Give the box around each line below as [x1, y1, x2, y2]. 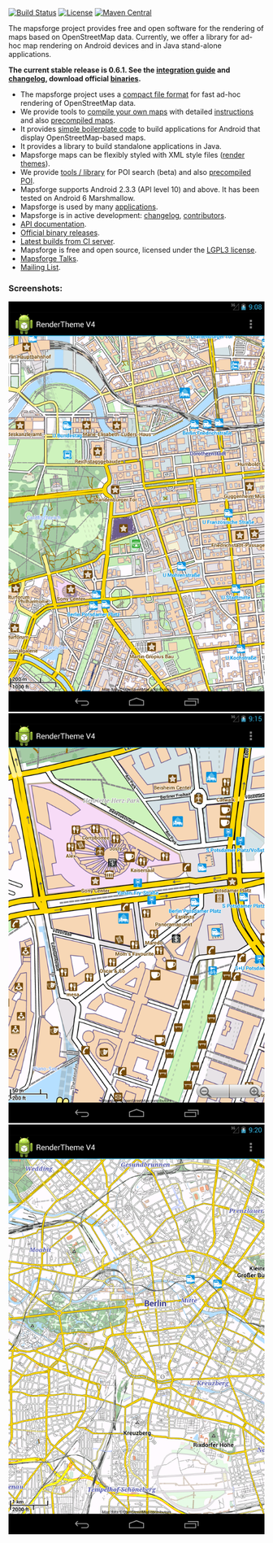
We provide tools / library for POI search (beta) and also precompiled [19, 168, 252, 177]
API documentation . [19, 220, 87, 229]
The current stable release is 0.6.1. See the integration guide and [8, 65, 231, 75]
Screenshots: [8, 282, 63, 294]
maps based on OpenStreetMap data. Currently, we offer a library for [8, 33, 240, 41]
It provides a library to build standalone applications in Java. [19, 142, 222, 150]
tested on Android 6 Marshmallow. [19, 194, 136, 203]
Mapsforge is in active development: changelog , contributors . [19, 211, 227, 220]
